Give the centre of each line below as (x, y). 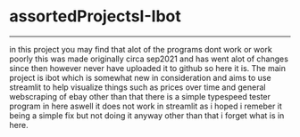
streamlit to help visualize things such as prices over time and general (137, 87)
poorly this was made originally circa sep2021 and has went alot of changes (149, 59)
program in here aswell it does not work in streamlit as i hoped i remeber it (146, 106)
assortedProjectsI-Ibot (95, 16)
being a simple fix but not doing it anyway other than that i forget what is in (147, 115)
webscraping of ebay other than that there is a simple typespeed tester (140, 96)
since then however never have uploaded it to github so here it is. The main (147, 68)
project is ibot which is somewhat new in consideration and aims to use (140, 77)
